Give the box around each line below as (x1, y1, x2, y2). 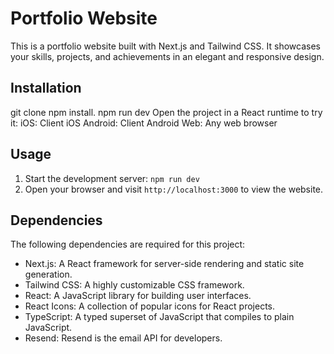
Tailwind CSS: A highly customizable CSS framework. (24, 279, 245, 291)
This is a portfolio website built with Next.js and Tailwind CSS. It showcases (10, 40, 321, 52)
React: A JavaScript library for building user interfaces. (24, 290, 252, 302)
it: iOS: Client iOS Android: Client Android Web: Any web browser (10, 117, 278, 129)
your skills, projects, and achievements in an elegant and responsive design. (10, 50, 325, 62)
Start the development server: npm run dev (24, 172, 200, 184)
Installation (10, 80, 82, 97)
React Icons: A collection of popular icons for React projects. (24, 300, 276, 312)
